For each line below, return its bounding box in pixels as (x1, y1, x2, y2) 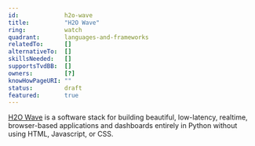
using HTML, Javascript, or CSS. (8, 130, 114, 139)
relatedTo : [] (8, 41, 72, 48)
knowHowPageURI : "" (8, 77, 72, 84)
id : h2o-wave (8, 11, 93, 20)
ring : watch (8, 26, 82, 34)
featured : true (8, 91, 79, 99)
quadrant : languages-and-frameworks (8, 33, 149, 41)
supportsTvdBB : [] (8, 62, 72, 70)
